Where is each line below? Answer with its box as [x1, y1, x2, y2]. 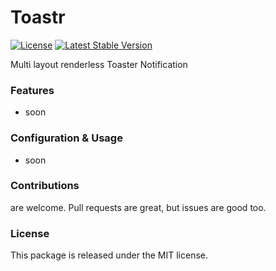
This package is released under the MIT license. [10, 249, 208, 261]
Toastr [10, 6, 66, 29]
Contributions [10, 179, 80, 193]
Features [10, 83, 55, 97]
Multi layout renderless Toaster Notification [10, 58, 188, 70]
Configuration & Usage [10, 131, 123, 145]
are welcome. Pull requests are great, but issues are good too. [10, 201, 267, 213]
